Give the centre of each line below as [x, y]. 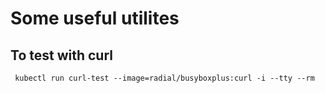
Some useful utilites [95, 18]
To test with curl [61, 55]
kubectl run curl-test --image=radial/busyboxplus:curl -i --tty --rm [164, 78]
